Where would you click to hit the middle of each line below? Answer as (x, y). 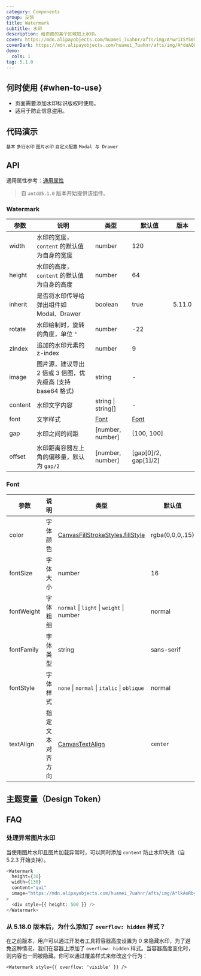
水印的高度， (55, 266)
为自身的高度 (55, 284)
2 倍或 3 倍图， (58, 373)
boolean (107, 305)
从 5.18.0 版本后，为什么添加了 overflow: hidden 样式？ (86, 926)
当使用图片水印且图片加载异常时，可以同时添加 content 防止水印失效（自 (96, 852)
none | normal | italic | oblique (101, 687)
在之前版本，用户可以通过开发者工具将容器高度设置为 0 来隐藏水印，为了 (96, 941)
